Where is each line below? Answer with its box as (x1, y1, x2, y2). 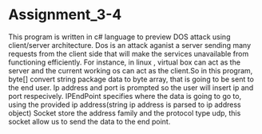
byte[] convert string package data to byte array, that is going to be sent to (8, 74, 254, 84)
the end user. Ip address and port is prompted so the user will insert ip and (8, 82, 254, 93)
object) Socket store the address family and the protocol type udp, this (8, 108, 241, 117)
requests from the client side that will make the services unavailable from (8, 49, 249, 58)
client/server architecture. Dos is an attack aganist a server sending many (8, 40, 252, 49)
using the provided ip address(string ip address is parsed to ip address (8, 100, 241, 109)
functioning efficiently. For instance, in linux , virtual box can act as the (8, 57, 241, 67)
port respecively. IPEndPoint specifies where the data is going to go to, (8, 91, 242, 100)
